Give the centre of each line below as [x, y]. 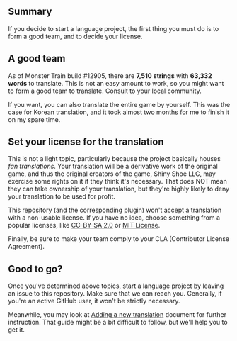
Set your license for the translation [86, 142]
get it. [17, 330]
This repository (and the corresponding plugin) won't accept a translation [115, 210]
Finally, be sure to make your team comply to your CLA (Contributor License [119, 239]
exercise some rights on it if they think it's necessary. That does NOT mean [117, 181]
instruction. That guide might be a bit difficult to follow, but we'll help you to [118, 323]
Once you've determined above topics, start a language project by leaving [116, 286]
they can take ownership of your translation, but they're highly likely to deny [118, 189]
